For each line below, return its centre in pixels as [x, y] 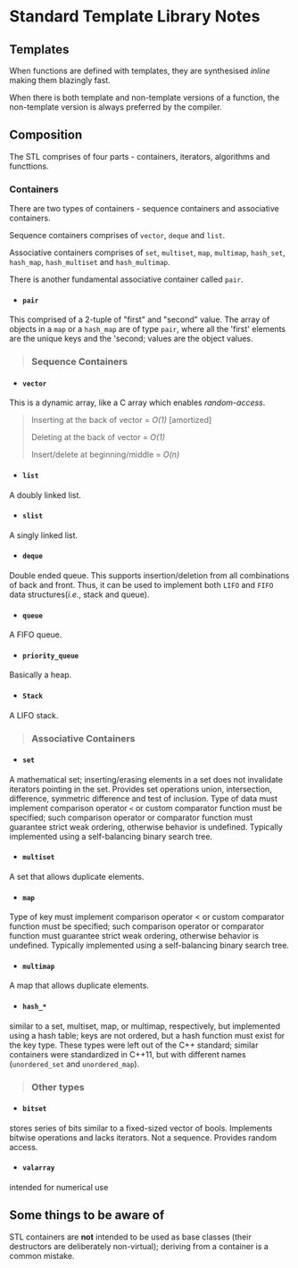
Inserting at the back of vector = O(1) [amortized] [121, 420]
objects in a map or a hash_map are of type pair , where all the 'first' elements [148, 329]
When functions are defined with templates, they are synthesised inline [140, 70]
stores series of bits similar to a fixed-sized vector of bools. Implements [141, 1128]
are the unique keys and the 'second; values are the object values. [131, 339]
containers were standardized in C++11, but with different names [128, 1054]
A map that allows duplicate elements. [79, 986]
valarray [38, 1168]
